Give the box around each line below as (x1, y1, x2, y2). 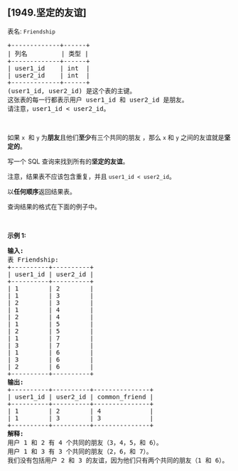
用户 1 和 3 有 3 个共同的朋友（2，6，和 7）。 (7, 447, 153, 455)
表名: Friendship (7, 27, 55, 36)
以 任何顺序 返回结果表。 (7, 187, 76, 195)
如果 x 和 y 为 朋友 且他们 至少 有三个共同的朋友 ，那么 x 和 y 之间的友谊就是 (7, 133, 225, 141)
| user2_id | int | (7, 71, 90, 80)
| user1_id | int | (7, 64, 90, 72)
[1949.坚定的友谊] (7, 6, 87, 19)
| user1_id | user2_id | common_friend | (7, 393, 154, 401)
